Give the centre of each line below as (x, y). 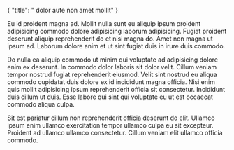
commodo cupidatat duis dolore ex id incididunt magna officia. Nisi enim (111, 82)
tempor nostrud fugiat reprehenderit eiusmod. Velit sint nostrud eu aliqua (112, 74)
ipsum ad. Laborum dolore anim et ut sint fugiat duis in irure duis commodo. (116, 46)
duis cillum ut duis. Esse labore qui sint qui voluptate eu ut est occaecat (110, 97)
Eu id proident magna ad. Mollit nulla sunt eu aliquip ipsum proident (104, 23)
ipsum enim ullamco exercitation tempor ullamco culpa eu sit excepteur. (110, 125)
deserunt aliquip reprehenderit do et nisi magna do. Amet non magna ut (110, 39)
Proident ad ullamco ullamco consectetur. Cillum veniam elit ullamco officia (115, 133)
